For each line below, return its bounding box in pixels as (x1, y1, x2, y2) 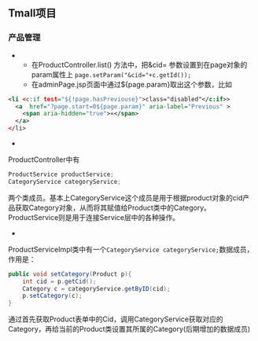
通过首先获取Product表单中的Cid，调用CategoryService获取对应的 (8, 314, 224, 324)
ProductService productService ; (8, 170, 114, 178)
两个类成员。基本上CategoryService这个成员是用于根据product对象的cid (8, 192, 243, 202)
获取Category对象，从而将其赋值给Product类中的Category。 (14, 203, 211, 212)
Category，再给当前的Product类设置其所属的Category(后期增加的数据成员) (8, 324, 251, 334)
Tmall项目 (8, 6, 57, 20)
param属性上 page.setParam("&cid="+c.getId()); (31, 69, 191, 79)
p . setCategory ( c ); (22, 292, 83, 300)
